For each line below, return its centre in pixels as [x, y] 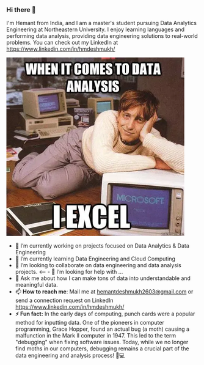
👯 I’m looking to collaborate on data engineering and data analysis [98, 265]
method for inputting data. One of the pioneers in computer [90, 323]
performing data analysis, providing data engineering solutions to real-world [102, 36]
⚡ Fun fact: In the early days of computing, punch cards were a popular [105, 314]
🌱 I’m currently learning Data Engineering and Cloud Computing [95, 259]
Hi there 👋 [21, 10]
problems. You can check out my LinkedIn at [62, 43]
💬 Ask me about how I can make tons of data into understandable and [103, 278]
